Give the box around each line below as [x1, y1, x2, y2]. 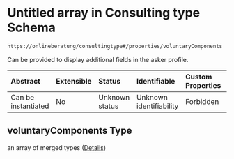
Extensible [55, 76, 92, 86]
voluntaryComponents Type [7, 125, 132, 137]
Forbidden [185, 96, 219, 106]
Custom [185, 72, 212, 82]
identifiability [136, 101, 179, 111]
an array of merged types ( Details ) [7, 143, 107, 151]
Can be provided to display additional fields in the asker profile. [7, 55, 189, 63]
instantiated [10, 101, 49, 111]
